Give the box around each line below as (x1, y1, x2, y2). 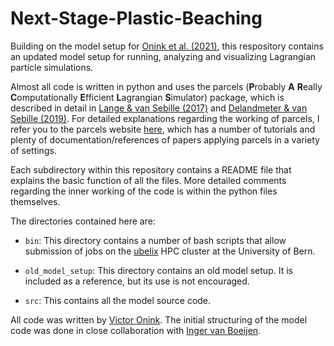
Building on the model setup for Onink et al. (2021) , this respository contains (10, 40, 324, 52)
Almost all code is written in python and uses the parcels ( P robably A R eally (10, 80, 323, 92)
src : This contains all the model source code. (24, 294, 212, 306)
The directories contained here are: (10, 215, 156, 227)
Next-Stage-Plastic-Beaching (10, 7, 263, 30)
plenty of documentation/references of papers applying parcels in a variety (10, 133, 320, 146)
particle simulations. (10, 61, 94, 73)
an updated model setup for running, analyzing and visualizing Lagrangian (10, 50, 317, 62)
